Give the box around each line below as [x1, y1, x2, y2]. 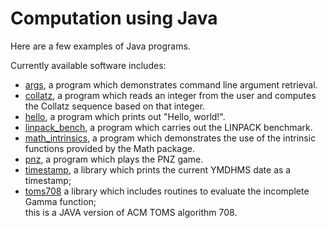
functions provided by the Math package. [24, 142, 195, 154]
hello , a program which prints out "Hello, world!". [24, 110, 226, 122]
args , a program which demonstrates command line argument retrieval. [24, 78, 318, 91]
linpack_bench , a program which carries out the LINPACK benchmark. [24, 121, 313, 133]
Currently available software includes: [10, 59, 167, 71]
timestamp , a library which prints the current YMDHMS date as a [24, 163, 292, 176]
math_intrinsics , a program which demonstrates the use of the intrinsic [24, 132, 317, 144]
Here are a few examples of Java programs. [10, 40, 191, 52]
